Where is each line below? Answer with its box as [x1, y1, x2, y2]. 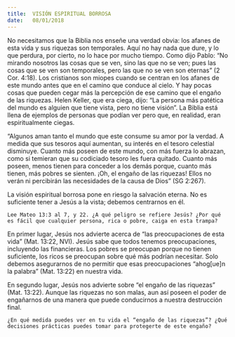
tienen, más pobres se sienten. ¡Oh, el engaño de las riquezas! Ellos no [7, 169, 212, 178]
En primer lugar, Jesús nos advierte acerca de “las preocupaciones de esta [7, 230, 224, 238]
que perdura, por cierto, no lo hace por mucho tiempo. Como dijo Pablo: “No [7, 51, 229, 60]
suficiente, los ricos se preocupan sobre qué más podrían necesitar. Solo [7, 252, 219, 260]
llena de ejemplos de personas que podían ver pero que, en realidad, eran [7, 110, 221, 119]
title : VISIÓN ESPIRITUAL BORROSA [7, 10, 112, 18]
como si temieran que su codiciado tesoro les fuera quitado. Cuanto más [7, 154, 217, 162]
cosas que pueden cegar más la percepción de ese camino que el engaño [7, 88, 222, 97]
